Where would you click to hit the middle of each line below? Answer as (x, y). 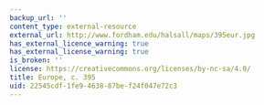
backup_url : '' (38, 18)
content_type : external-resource (73, 26)
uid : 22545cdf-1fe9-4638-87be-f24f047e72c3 (94, 86)
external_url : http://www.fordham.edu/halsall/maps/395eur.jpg (132, 35)
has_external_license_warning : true (79, 52)
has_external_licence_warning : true (79, 43)
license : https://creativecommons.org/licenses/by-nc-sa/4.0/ (130, 69)
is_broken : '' (37, 60)
